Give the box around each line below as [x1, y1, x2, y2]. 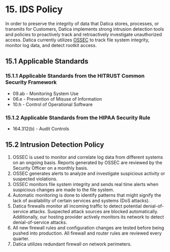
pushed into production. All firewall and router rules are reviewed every [12, 230, 162, 236]
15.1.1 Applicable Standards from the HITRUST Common [5, 73, 145, 80]
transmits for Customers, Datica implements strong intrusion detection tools [5, 26, 164, 32]
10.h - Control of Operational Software [12, 101, 93, 107]
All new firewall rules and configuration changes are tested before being [12, 224, 164, 231]
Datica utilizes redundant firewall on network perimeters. [12, 241, 132, 247]
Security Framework [5, 79, 57, 86]
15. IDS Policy [5, 4, 63, 15]
